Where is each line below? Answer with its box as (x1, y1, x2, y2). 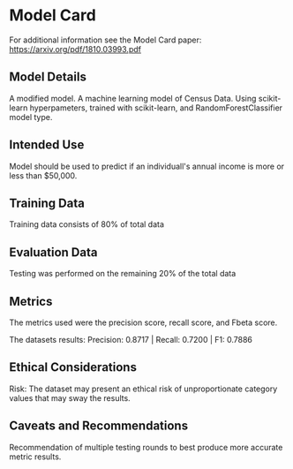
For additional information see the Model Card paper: (9, 34, 202, 45)
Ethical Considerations (9, 359, 137, 375)
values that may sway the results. (9, 392, 131, 403)
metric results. (9, 451, 62, 462)
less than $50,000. (9, 170, 78, 181)
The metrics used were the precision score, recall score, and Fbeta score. (9, 317, 278, 328)
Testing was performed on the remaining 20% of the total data (9, 269, 237, 279)
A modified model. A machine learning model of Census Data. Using (9, 93, 257, 103)
